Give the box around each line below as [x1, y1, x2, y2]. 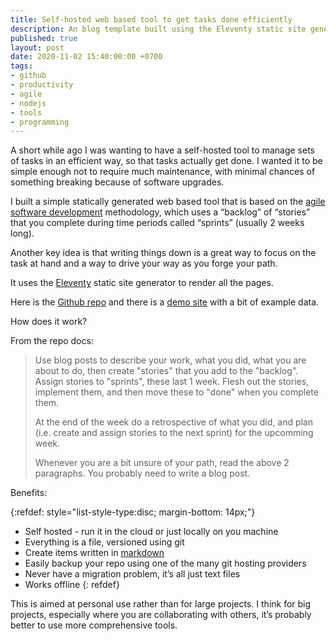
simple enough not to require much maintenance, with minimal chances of [10, 166, 316, 178]
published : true [10, 33, 78, 43]
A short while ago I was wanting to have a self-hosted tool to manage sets [10, 144, 315, 156]
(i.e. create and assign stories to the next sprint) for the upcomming [34, 427, 314, 439]
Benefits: [10, 487, 48, 499]
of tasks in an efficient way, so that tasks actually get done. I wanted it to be [10, 155, 323, 167]
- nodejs [10, 98, 47, 108]
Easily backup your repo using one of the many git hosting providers [24, 557, 307, 570]
